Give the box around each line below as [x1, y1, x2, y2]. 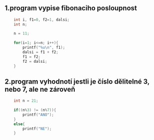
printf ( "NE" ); [22, 126, 52, 131]
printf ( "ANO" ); [22, 112, 54, 117]
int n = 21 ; [13, 98, 38, 104]
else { [13, 122, 25, 127]
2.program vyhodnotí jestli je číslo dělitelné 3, [4, 77, 150, 86]
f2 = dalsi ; [22, 59, 48, 64]
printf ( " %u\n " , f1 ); [22, 45, 65, 50]
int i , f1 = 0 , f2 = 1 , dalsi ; [13, 17, 70, 22]
